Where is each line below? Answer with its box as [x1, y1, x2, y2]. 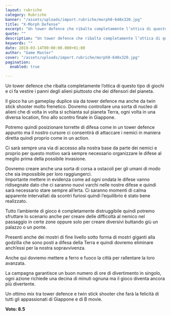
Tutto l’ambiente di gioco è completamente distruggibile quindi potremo [5, 208, 155, 214]
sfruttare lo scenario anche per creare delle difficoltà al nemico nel [5, 214, 145, 220]
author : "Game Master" [5, 50, 53, 55]
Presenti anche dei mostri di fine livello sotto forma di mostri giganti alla [5, 234, 155, 240]
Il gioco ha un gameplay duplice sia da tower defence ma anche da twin [5, 98, 156, 104]
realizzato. [5, 198, 27, 204]
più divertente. [5, 281, 36, 287]
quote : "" [5, 31, 26, 36]
